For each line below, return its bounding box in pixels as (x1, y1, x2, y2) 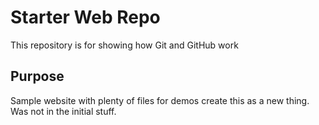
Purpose (10, 68, 65, 85)
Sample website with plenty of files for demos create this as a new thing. (10, 94, 310, 106)
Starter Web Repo (10, 6, 161, 29)
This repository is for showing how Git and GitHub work (10, 39, 239, 51)
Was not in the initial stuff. (10, 105, 117, 117)
